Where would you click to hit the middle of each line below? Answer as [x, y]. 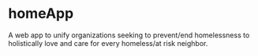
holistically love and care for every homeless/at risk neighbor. [108, 43]
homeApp [41, 14]
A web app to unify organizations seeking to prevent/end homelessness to [129, 35]
